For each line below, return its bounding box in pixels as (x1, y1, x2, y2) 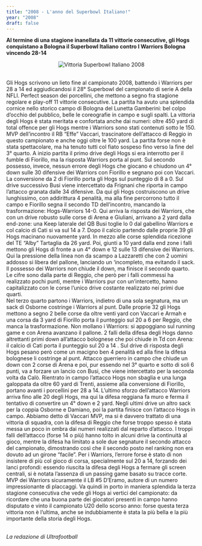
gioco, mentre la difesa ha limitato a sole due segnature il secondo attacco (6, 438, 191, 445)
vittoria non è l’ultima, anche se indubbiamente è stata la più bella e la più (6, 509, 188, 516)
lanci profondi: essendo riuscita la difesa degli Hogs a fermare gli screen (6, 464, 186, 471)
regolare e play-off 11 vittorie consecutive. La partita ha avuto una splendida (6, 98, 195, 106)
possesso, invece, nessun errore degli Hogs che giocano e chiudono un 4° (6, 162, 192, 170)
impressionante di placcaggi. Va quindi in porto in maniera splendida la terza (6, 483, 196, 490)
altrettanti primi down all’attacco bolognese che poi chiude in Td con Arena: (6, 335, 194, 343)
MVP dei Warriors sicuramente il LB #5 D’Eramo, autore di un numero (6, 477, 178, 484)
